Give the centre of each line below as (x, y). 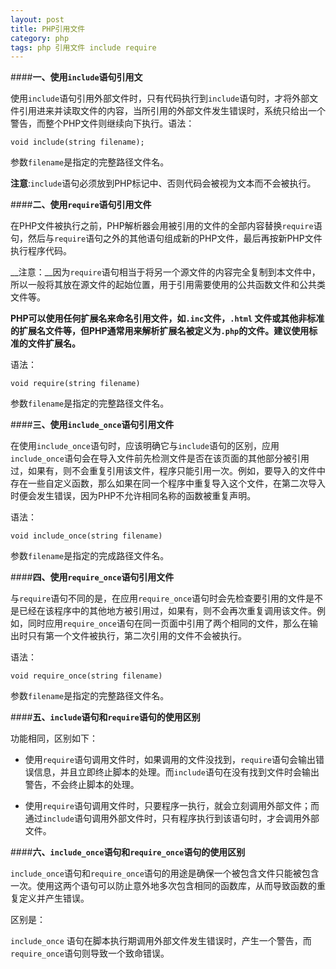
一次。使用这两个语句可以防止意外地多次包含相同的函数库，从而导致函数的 (163, 886)
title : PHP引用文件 (48, 29)
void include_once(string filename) (86, 536)
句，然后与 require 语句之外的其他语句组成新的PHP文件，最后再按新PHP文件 (166, 238)
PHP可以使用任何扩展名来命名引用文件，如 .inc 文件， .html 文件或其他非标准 (167, 318)
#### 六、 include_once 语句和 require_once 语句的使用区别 (128, 852)
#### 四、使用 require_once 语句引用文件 (92, 577)
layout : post (37, 19)
